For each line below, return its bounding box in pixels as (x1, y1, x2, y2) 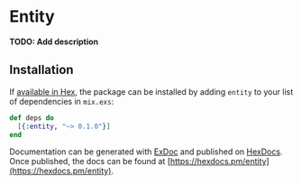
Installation (9, 62, 74, 78)
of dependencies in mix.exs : (9, 96, 114, 106)
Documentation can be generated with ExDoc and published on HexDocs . (9, 146, 283, 157)
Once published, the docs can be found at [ (9, 156, 171, 167)
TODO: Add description (9, 36, 99, 47)
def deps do (9, 113, 54, 123)
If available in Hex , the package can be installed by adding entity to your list (9, 86, 294, 97)
